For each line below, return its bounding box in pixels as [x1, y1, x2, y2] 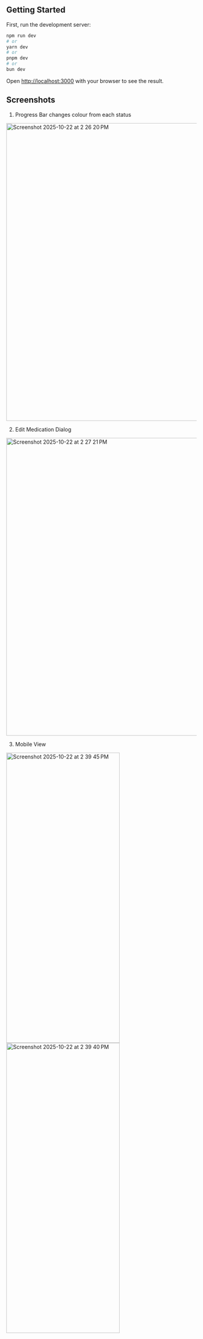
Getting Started [6, 5, 66, 15]
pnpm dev [6, 55, 28, 61]
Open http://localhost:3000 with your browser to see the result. [6, 77, 164, 84]
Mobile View [14, 740, 47, 748]
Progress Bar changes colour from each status [14, 111, 132, 118]
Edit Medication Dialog [14, 426, 71, 433]
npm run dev [6, 33, 36, 39]
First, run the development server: [6, 21, 91, 28]
